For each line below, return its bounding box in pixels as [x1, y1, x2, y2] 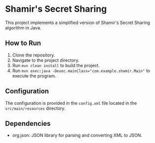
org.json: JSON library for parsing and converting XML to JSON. [12, 132, 143, 138]
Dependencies [5, 119, 51, 128]
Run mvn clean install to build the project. [12, 62, 100, 68]
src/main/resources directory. [5, 105, 65, 111]
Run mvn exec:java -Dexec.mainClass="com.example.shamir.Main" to [12, 68, 150, 73]
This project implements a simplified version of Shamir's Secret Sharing [5, 20, 150, 25]
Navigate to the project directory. [12, 57, 80, 63]
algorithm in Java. [5, 24, 42, 30]
